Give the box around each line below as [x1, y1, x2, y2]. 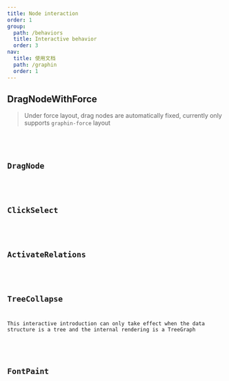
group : [7, 23, 26, 30]
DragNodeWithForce [7, 93, 98, 105]
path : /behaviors [13, 29, 63, 37]
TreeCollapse [7, 294, 63, 304]
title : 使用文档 [13, 55, 57, 62]
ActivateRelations [7, 249, 86, 259]
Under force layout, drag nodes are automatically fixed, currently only [23, 112, 222, 120]
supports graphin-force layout [23, 119, 111, 127]
